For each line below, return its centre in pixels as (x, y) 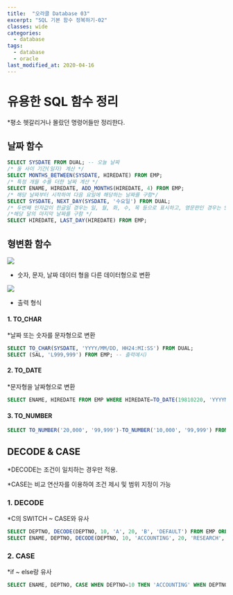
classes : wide (28, 26)
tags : (15, 46)
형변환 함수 (29, 244)
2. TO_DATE (25, 370)
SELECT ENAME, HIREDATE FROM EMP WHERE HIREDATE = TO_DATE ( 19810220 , (107, 400)
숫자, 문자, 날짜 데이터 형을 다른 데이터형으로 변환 (84, 275)
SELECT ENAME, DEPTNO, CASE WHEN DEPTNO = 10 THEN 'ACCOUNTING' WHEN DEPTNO (118, 585)
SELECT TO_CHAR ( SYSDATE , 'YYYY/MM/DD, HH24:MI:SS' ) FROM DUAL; (101, 348)
